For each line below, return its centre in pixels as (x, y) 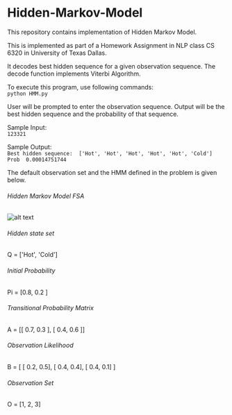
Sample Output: (30, 146)
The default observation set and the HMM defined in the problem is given (112, 172)
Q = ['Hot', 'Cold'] (32, 255)
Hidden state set (31, 233)
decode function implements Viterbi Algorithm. (74, 74)
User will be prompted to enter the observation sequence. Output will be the (116, 106)
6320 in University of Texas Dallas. (57, 53)
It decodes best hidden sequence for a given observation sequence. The (111, 66)
